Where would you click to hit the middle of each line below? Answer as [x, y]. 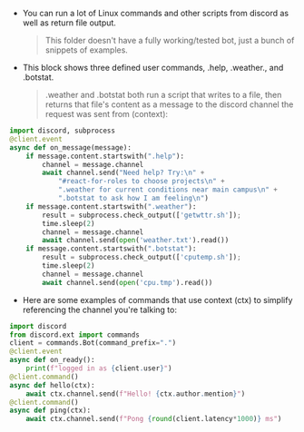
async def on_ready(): [52, 360]
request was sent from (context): [107, 114]
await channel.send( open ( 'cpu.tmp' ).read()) [127, 282]
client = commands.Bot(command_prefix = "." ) [93, 343]
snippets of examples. [87, 50]
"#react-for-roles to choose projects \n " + [141, 182]
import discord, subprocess [63, 131]
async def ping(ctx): [50, 411]
